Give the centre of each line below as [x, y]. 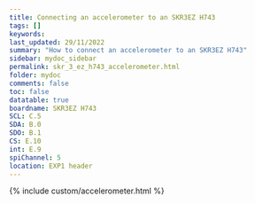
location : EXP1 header [51, 166]
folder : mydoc [35, 75]
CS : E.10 [25, 141]
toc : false [29, 91]
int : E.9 [25, 149]
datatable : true [39, 100]
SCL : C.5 [25, 116]
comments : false [39, 83]
